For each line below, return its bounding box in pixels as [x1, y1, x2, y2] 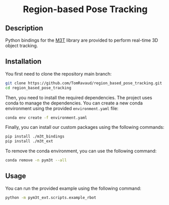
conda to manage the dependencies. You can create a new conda [5, 100, 143, 106]
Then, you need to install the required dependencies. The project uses [5, 94, 152, 100]
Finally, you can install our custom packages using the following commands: [5, 124, 164, 130]
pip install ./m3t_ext [5, 139, 53, 144]
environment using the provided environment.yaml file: [5, 105, 119, 111]
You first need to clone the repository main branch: [5, 71, 112, 77]
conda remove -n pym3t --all [5, 158, 67, 163]
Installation [5, 57, 42, 66]
